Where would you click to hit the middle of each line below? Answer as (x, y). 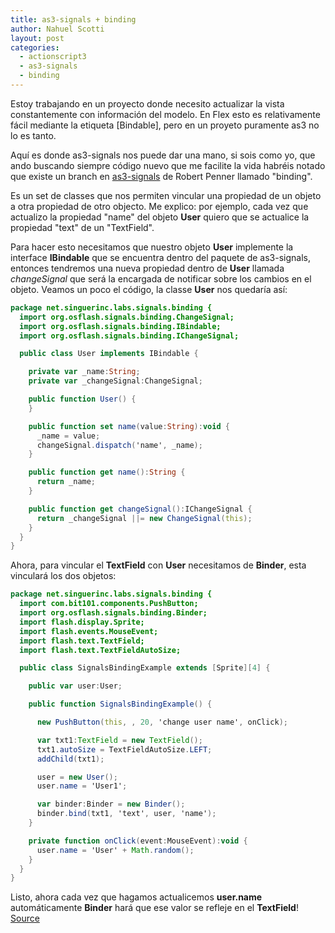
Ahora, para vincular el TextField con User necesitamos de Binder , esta (158, 565)
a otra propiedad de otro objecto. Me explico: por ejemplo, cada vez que (159, 206)
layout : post (37, 38)
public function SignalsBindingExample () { (120, 704)
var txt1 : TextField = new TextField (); (119, 740)
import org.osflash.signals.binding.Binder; (113, 613)
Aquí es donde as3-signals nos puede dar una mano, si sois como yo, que (163, 155)
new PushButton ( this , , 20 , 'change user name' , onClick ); (162, 722)
